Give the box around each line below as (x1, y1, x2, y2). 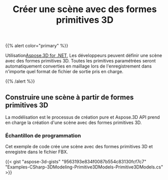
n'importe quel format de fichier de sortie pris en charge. (5, 69, 124, 75)
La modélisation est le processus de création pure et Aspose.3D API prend (5, 114, 160, 120)
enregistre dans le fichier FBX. (5, 149, 68, 155)
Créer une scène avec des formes (12, 4, 157, 15)
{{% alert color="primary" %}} (5, 43, 69, 49)
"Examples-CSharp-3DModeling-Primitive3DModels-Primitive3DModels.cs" (5, 164, 163, 170)
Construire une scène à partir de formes (5, 93, 134, 101)
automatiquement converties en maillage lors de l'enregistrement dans (5, 63, 152, 69)
